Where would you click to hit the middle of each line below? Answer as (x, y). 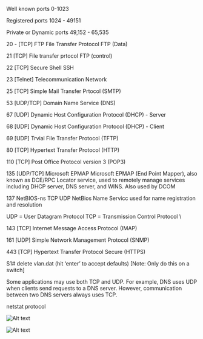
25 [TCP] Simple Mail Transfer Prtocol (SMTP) (64, 91)
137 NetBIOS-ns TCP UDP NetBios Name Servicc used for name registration (101, 198)
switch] (16, 270)
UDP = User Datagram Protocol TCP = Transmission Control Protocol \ (94, 216)
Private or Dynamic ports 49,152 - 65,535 (58, 32)
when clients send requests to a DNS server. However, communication (94, 288)
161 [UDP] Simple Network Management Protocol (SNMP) (78, 240)
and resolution (24, 205)
